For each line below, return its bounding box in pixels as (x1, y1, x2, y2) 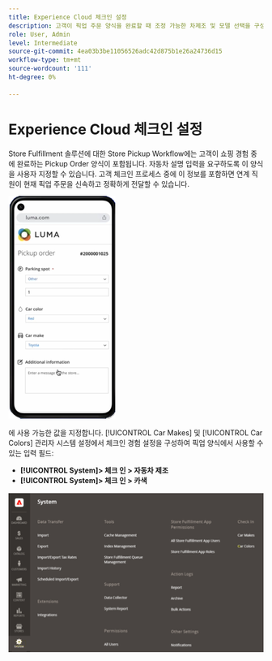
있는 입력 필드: (8, 447, 54, 458)
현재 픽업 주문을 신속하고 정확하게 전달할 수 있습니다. (23, 179, 190, 188)
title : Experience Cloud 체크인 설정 (8, 13, 127, 21)
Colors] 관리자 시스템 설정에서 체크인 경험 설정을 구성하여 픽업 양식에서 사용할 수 (8, 438, 264, 447)
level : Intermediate (8, 39, 79, 47)
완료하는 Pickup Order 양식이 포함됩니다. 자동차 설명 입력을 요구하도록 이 (16, 158, 249, 168)
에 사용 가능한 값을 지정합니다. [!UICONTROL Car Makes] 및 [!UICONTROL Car (8, 427, 263, 438)
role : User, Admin (8, 30, 70, 38)
